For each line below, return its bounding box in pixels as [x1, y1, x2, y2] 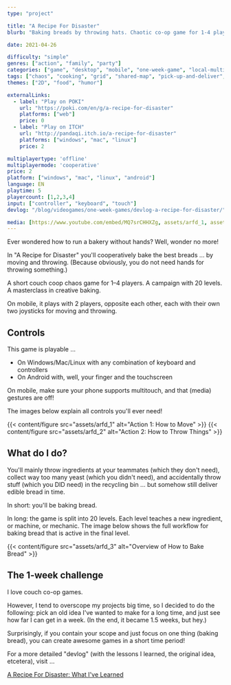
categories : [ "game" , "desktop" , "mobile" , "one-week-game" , [7, 67, 186, 74]
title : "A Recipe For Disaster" [7, 22, 100, 30]
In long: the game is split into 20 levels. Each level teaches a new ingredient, [7, 514, 223, 523]
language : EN [7, 181, 45, 188]
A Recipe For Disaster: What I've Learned [7, 670, 124, 678]
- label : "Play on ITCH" [13, 124, 85, 131]
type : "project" [7, 10, 54, 17]
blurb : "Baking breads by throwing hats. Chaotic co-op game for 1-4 [7, 29, 211, 36]
